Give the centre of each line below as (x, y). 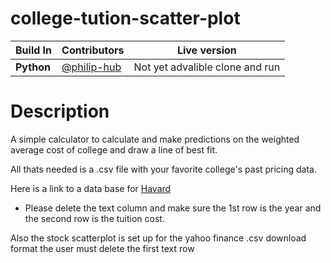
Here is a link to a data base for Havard (91, 188)
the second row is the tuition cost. (94, 218)
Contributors (93, 50)
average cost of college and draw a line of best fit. (114, 149)
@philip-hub (91, 67)
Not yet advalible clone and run (207, 67)
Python (33, 67)
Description (60, 111)
